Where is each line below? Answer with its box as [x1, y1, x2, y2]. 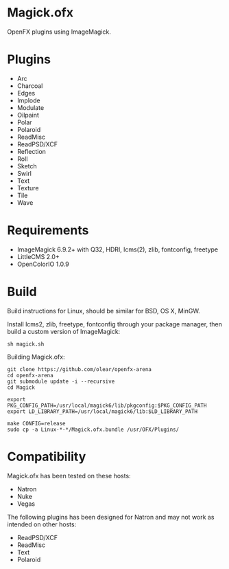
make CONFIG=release [7, 420, 67, 427]
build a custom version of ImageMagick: [7, 327, 121, 335]
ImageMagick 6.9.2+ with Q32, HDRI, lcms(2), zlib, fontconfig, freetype [16, 245, 219, 254]
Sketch [16, 161, 38, 170]
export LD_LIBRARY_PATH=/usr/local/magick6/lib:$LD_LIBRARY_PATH [7, 408, 197, 415]
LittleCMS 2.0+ [16, 252, 60, 260]
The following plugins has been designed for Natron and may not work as [7, 513, 215, 521]
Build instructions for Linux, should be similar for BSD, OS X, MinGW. [7, 306, 200, 315]
